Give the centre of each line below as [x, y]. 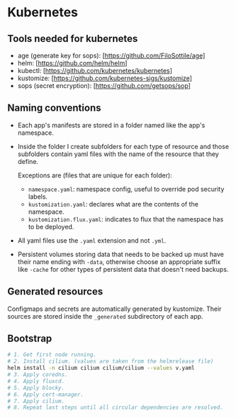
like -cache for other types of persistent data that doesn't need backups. [123, 269]
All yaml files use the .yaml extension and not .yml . [92, 240]
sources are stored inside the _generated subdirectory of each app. [105, 316]
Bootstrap [30, 339]
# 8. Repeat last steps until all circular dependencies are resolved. [115, 408]
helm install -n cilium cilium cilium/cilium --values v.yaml [101, 368]
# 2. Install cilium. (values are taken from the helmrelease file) [111, 362]
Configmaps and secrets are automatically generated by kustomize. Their [114, 309]
